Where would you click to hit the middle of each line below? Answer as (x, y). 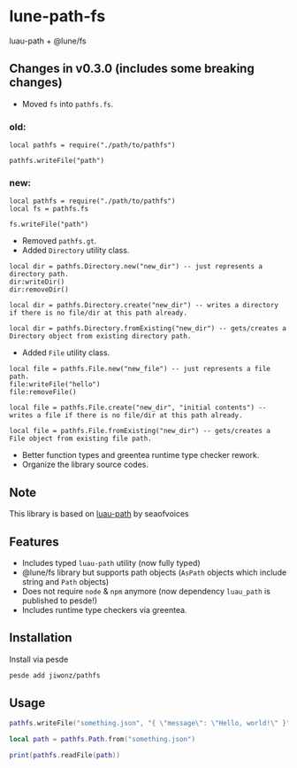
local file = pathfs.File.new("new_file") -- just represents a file (140, 369)
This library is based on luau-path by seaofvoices (99, 514)
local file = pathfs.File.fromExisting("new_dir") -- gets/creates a (140, 431)
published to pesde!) (60, 601)
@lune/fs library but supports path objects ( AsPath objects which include (154, 572)
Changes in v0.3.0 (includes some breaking (132, 69)
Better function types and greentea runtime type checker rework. (141, 455)
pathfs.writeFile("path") (57, 161)
